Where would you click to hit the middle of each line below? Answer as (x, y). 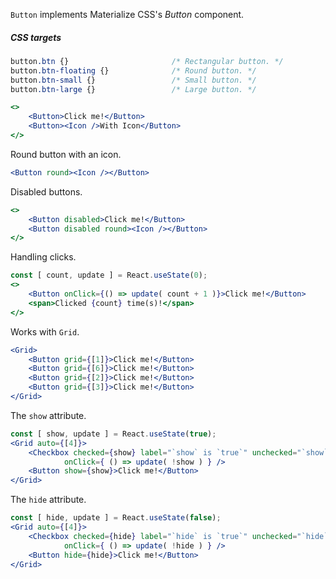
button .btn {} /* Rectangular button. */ (147, 61)
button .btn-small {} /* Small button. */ (133, 80)
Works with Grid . (45, 331)
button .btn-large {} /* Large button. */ (133, 89)
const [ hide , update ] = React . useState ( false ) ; (116, 518)
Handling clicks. (43, 257)
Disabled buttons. (46, 191)
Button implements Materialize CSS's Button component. (127, 14)
